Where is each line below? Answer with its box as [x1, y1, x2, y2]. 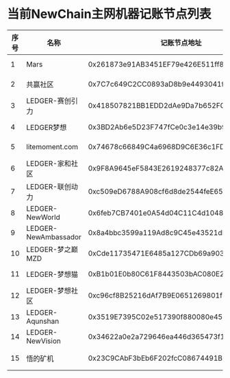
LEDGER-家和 [26, 159, 72, 168]
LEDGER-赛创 [26, 96, 72, 105]
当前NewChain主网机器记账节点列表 [7, 6, 212, 22]
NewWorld [26, 212, 60, 222]
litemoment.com [26, 142, 79, 151]
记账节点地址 [160, 38, 202, 47]
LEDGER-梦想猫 [26, 269, 79, 279]
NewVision [26, 336, 62, 346]
